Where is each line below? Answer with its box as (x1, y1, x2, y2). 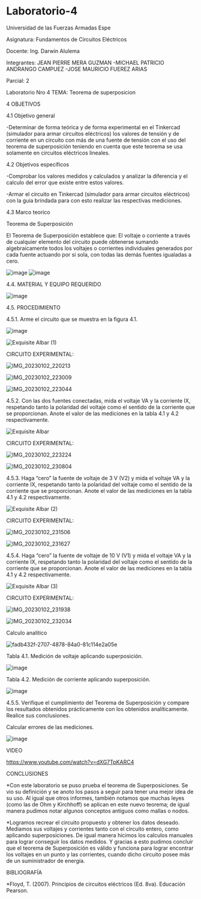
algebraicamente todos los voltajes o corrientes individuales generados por (6, 245, 193, 252)
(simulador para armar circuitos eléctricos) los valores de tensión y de (6, 130, 179, 137)
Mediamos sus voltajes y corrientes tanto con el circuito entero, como (6, 825, 179, 832)
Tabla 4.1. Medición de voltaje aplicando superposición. (6, 652, 143, 659)
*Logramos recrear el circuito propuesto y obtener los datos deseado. (6, 818, 180, 826)
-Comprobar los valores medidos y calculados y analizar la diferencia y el (6, 172, 188, 180)
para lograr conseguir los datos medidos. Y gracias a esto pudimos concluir (6, 838, 194, 845)
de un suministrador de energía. (6, 857, 85, 864)
